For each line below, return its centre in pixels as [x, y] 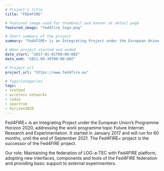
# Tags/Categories [24, 81]
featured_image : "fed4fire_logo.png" [44, 27]
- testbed [15, 90]
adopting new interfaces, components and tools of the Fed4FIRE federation [81, 158]
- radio [13, 99]
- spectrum [16, 104]
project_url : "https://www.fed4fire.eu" [47, 72]
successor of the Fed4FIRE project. [41, 143]
